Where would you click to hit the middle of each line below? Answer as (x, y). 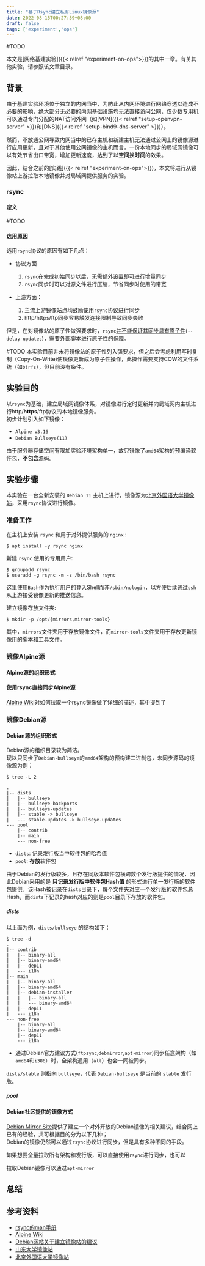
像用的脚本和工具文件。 (36, 639)
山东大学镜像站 (34, 1249)
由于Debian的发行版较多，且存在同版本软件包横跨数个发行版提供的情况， (98, 874)
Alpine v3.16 (32, 432)
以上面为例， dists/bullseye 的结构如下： (59, 928)
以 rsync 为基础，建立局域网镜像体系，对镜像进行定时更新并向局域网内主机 (99, 404)
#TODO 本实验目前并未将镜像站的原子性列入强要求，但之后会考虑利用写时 (99, 352)
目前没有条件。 (68, 367)
